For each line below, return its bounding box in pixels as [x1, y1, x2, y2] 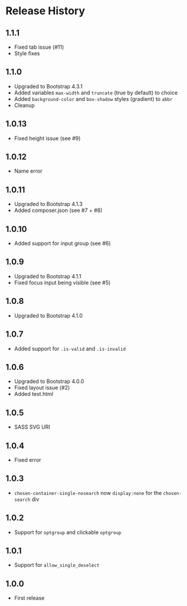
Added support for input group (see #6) [14, 240, 111, 247]
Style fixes [14, 50, 40, 57]
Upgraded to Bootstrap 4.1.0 [14, 312, 83, 319]
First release [14, 595, 45, 602]
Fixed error [14, 456, 41, 464]
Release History [5, 4, 85, 18]
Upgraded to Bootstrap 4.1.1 [14, 272, 82, 280]
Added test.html [14, 391, 54, 398]
